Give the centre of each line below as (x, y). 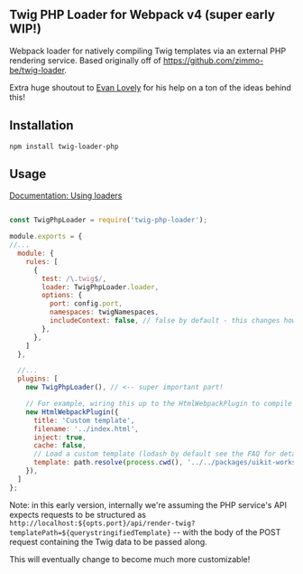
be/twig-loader (37, 70)
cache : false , (60, 446)
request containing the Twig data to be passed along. (108, 541)
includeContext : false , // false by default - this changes (165, 321)
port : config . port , (86, 304)
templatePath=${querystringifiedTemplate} (90, 532)
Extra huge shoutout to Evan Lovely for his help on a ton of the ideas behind (150, 87)
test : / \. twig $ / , (74, 278)
